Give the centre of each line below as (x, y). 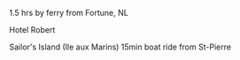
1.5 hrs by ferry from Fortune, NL (69, 13)
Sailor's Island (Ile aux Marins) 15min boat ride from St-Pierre (120, 47)
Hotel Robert (32, 30)
